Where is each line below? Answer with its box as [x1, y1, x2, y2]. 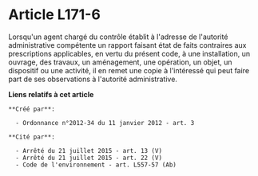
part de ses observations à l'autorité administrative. [8, 74, 178, 84]
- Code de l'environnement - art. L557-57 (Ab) [15, 161, 177, 169]
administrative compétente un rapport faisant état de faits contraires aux [8, 40, 247, 49]
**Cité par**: [8, 133, 56, 141]
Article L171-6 [8, 6, 101, 24]
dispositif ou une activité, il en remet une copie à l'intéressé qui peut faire [8, 65, 250, 75]
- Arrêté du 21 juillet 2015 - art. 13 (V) [15, 147, 162, 154]
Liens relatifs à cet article [8, 89, 94, 99]
